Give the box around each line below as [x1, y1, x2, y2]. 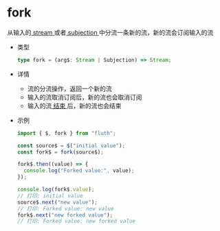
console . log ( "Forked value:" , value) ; [23, 167, 135, 174]
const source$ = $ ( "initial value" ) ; [16, 142, 126, 149]
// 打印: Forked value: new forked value [16, 218, 136, 225]
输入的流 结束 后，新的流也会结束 [27, 101, 122, 110]
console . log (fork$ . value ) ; [16, 186, 95, 193]
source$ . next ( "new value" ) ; [16, 199, 98, 206]
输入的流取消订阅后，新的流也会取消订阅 [27, 93, 142, 101]
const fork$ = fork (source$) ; [16, 149, 104, 156]
